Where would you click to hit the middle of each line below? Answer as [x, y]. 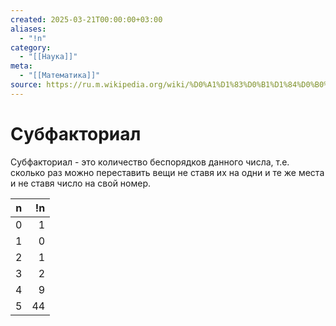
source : [26, 85]
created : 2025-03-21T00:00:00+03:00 [86, 19]
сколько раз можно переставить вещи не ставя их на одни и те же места [167, 172]
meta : [21, 66]
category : [31, 47]
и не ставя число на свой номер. [81, 183]
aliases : [28, 29]
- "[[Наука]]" [48, 57]
